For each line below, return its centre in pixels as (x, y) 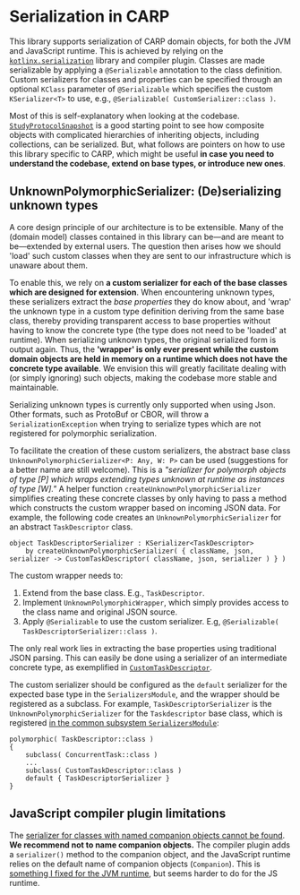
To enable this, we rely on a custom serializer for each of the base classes (149, 282)
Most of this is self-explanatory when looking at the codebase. (124, 116)
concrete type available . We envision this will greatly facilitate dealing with (148, 368)
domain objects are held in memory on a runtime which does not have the (149, 358)
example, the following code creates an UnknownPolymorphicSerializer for (146, 517)
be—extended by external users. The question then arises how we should (146, 246)
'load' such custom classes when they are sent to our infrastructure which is (150, 255)
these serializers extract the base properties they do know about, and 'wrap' (150, 301)
